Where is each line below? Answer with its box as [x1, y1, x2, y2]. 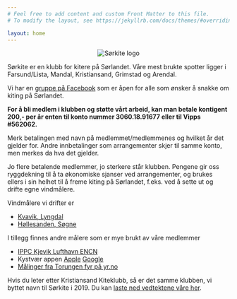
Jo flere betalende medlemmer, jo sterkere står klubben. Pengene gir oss [7, 163, 220, 171]
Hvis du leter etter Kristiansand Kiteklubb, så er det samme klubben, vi [7, 276, 212, 285]
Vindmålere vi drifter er [7, 199, 75, 207]
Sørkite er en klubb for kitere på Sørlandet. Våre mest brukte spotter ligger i [7, 63, 227, 71]
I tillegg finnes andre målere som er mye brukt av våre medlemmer [7, 234, 201, 242]
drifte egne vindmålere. [7, 185, 75, 194]
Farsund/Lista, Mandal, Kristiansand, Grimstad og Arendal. [7, 70, 177, 78]
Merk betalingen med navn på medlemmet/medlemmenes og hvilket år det [7, 134, 224, 142]
